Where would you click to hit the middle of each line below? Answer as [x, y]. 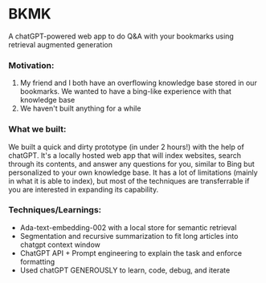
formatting [37, 261]
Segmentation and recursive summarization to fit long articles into [129, 236]
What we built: [37, 129]
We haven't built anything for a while [80, 108]
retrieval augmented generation [60, 44]
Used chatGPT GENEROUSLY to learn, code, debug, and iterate [125, 270]
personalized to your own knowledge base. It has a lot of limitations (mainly [133, 172]
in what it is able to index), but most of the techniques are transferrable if [129, 180]
